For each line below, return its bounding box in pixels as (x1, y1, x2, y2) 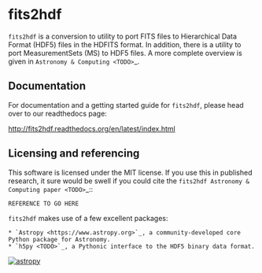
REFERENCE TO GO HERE (8, 199, 79, 208)
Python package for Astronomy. (8, 235, 111, 243)
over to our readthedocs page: (8, 109, 108, 118)
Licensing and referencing (8, 147, 140, 160)
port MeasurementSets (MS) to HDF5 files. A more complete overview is (8, 48, 242, 57)
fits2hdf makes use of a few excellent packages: (8, 213, 168, 223)
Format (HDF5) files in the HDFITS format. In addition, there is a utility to (8, 39, 242, 49)
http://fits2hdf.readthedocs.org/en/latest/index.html (8, 124, 175, 133)
